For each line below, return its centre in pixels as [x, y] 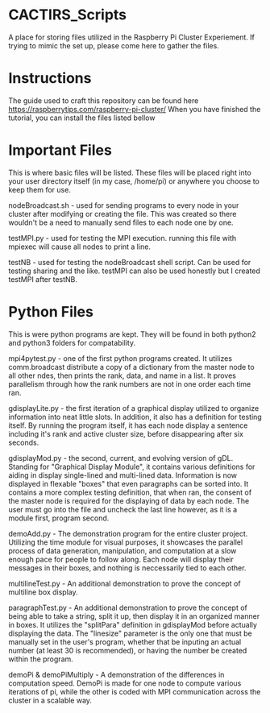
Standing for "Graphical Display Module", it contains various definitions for [132, 466]
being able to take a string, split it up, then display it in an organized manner [134, 616]
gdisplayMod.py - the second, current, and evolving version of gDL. [121, 458]
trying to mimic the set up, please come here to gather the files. [114, 45]
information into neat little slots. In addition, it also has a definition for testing [135, 417]
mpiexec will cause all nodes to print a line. [80, 247]
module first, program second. [59, 518]
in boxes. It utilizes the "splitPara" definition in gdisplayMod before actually [133, 624]
